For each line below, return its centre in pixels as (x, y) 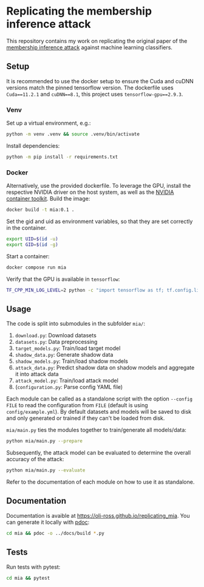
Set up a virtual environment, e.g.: (49, 123)
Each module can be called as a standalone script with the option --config (100, 399)
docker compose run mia (36, 267)
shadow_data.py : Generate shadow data (64, 355)
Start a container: (28, 256)
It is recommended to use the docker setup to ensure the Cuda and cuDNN (100, 81)
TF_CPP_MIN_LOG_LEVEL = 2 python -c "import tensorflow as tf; (85, 290)
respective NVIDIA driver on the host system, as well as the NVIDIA (90, 192)
